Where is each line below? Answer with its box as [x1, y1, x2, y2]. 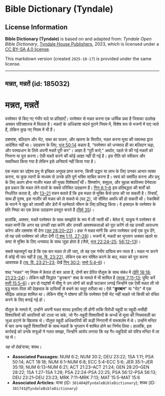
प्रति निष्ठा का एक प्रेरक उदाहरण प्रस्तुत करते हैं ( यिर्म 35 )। [5, 207, 94, 213]
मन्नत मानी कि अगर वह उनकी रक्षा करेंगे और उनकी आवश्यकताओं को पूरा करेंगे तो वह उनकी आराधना [5, 222, 158, 228]
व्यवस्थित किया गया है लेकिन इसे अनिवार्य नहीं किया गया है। [5, 159, 96, 164]
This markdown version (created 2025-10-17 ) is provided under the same [5, 56, 152, 62]
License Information [5, 23, 68, 31]
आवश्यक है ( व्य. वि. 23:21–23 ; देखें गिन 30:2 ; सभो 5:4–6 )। [5, 259, 106, 265]
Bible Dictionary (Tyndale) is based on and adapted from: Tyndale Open [5, 36, 152, 42]
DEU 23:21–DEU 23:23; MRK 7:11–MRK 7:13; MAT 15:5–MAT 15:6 [12, 374, 141, 380]
